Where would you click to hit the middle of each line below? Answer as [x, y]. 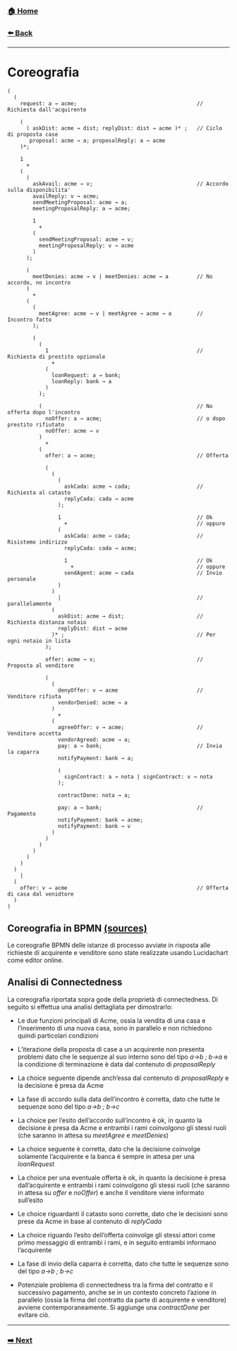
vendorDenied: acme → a [93, 703]
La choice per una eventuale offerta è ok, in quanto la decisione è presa [122, 1177]
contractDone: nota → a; [94, 795]
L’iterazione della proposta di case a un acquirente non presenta [111, 1049]
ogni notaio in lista [39, 641]
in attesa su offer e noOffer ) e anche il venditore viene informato [111, 1192]
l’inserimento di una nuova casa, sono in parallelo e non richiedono [115, 1028]
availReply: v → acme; [66, 196]
